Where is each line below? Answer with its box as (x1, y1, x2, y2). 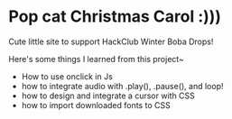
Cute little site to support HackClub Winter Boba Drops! (8, 36, 214, 47)
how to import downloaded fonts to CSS (21, 99, 171, 110)
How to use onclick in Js (21, 70, 114, 82)
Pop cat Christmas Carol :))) (8, 6, 222, 27)
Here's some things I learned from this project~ (8, 53, 184, 64)
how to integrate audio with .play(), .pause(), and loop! (21, 80, 224, 91)
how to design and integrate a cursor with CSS (21, 90, 196, 101)
